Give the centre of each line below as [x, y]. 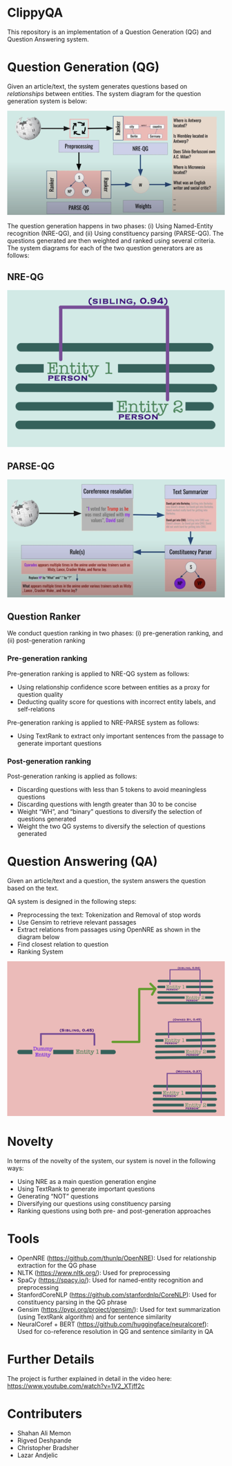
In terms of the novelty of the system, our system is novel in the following [112, 1161]
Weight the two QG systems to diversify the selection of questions [111, 826]
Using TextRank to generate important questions [86, 1189]
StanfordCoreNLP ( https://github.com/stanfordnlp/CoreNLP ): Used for [117, 1295]
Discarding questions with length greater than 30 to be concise [107, 804]
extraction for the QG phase [57, 1265]
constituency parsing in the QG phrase [72, 1302]
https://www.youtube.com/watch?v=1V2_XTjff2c [76, 1386]
